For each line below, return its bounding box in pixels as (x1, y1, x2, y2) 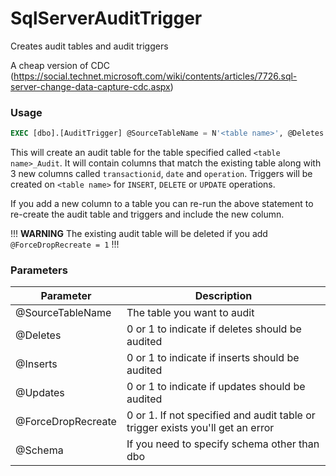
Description (194, 289, 253, 303)
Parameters (10, 263, 68, 277)
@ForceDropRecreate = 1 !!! (10, 238, 120, 251)
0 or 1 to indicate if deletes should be (126, 322, 302, 336)
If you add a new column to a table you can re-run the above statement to (10, 198, 314, 210)
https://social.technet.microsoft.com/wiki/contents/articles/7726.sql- (13, 70, 298, 82)
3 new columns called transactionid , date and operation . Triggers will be (10, 168, 313, 180)
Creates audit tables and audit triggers (10, 40, 169, 52)
